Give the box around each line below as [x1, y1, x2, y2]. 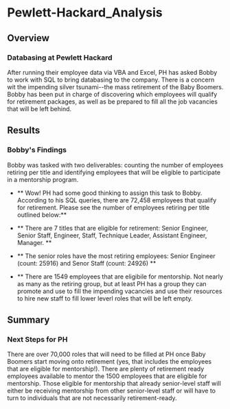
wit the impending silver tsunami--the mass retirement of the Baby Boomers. [7, 82, 224, 91]
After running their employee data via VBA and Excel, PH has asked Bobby [7, 68, 218, 76]
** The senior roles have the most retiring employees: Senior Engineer [16, 252, 216, 260]
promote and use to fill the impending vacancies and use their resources [16, 287, 222, 295]
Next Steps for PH [7, 334, 68, 344]
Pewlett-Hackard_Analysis [7, 5, 163, 21]
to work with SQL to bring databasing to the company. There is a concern [7, 75, 215, 84]
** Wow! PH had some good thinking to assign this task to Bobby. [16, 189, 203, 197]
